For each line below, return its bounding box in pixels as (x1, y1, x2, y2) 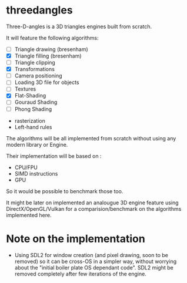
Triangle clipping (14, 59, 56, 66)
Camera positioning (14, 72, 62, 79)
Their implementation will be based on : (6, 152, 102, 159)
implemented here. (6, 211, 52, 218)
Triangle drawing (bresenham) (14, 45, 88, 53)
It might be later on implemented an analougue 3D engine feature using (6, 199, 179, 206)
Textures (14, 86, 36, 93)
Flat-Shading (14, 92, 46, 99)
